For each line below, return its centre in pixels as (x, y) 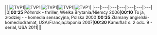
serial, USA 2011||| (23, 27)
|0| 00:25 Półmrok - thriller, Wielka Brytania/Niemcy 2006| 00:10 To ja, (75, 12)
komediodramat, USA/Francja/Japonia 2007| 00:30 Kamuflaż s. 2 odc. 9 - (79, 22)
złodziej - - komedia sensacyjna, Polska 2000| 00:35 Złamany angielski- (77, 17)
